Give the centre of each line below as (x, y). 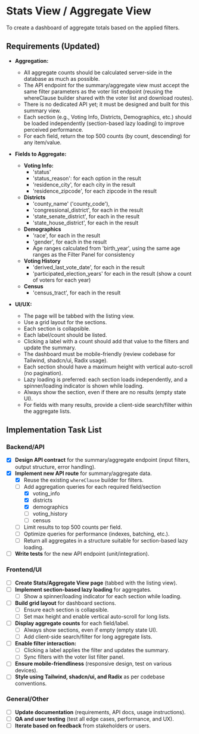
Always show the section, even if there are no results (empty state (105, 392)
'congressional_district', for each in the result (88, 210)
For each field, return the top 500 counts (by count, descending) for (107, 136)
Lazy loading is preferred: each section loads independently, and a (105, 379)
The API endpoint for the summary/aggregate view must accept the (106, 85)
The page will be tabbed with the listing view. (79, 316)
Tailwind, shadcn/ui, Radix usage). (66, 360)
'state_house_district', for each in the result (85, 223)
